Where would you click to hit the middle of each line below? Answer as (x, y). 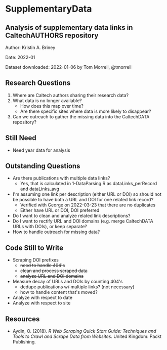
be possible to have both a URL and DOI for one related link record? (83, 200)
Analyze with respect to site (41, 303)
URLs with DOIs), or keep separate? (50, 227)
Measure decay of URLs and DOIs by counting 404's (68, 282)
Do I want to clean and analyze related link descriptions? (71, 216)
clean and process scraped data (54, 271)
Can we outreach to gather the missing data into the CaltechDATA (81, 116)
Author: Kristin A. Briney (30, 48)
